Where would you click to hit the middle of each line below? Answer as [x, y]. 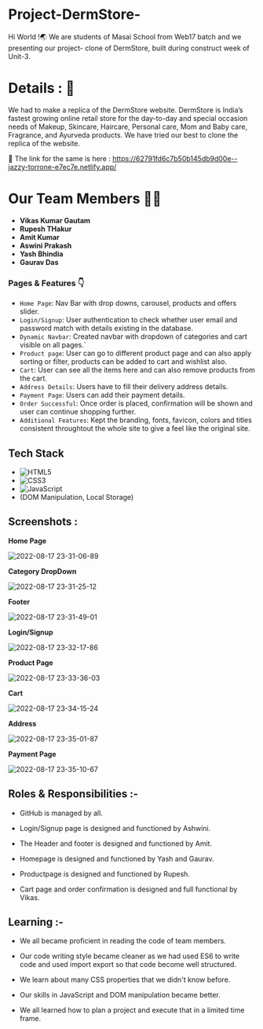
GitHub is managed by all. [61, 813]
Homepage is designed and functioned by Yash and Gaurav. [117, 858]
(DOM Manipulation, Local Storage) [77, 497]
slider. [29, 311]
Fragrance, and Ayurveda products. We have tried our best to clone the [123, 134]
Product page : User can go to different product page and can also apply [135, 353]
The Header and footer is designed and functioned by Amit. [116, 843]
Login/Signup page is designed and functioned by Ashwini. [115, 828]
